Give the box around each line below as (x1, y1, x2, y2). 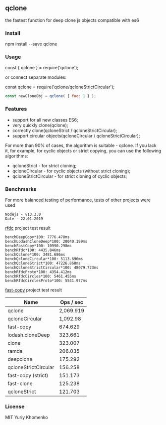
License (5, 403, 25, 410)
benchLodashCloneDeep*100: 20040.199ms (5, 239, 88, 244)
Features (5, 106, 27, 113)
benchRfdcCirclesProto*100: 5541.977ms (5, 278, 88, 283)
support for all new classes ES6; (12, 117, 78, 123)
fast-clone (7, 380, 33, 387)
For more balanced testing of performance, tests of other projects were (5, 197, 151, 203)
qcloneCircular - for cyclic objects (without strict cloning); (12, 168, 130, 174)
